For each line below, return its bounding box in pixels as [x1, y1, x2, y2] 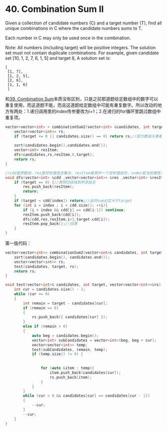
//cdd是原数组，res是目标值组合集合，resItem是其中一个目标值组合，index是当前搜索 [5, 170, 161, 175]
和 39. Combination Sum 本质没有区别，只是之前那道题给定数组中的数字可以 [5, 96, 159, 102]
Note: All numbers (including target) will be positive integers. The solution [5, 44, 156, 50]
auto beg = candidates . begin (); [31, 333, 99, 338]
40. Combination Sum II [5, 3, 104, 15]
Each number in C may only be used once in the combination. [5, 35, 131, 41]
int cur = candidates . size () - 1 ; [14, 287, 85, 292]
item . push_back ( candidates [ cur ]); [49, 370, 121, 375]
